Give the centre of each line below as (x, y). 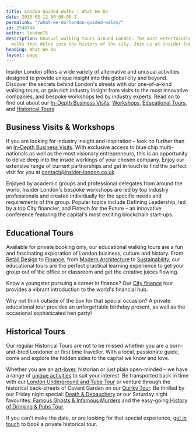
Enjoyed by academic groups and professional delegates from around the (94, 183)
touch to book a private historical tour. (52, 424)
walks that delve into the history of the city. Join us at (86, 44)
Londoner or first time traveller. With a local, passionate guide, (105, 352)
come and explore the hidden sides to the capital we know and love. (88, 358)
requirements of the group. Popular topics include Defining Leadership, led (96, 202)
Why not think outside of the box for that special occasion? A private (88, 301)
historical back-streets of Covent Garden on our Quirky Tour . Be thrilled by (95, 388)
